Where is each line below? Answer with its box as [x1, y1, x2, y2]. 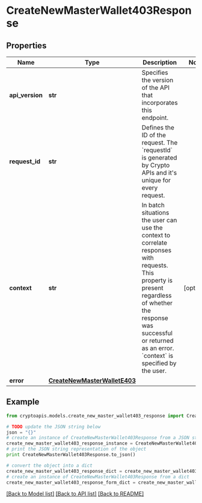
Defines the [141, 123, 174, 131]
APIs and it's [141, 169, 177, 177]
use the [141, 223, 164, 232]
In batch [141, 201, 165, 209]
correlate [141, 239, 167, 247]
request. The [141, 139, 178, 146]
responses [141, 246, 172, 254]
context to [141, 231, 170, 239]
